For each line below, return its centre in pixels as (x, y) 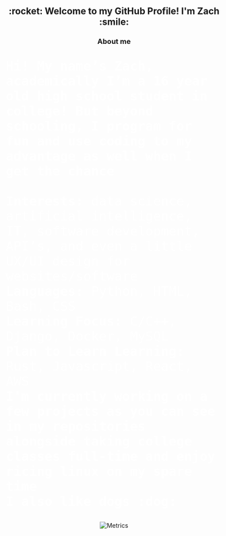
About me (114, 42)
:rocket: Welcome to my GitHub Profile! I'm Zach (114, 11)
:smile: (114, 22)
